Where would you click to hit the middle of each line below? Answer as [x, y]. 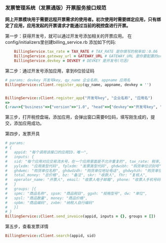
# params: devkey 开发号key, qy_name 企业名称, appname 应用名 [68, 80]
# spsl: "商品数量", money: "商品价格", [46, 198]
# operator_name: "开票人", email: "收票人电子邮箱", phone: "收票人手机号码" [84, 180]
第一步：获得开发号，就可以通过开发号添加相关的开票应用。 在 [68, 36]
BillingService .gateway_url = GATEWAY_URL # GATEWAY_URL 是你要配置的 [86, 56]
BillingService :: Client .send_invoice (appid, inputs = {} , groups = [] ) [80, 216]
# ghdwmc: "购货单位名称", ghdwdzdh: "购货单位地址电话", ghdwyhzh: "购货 [80, 171]
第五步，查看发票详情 [27, 226]
